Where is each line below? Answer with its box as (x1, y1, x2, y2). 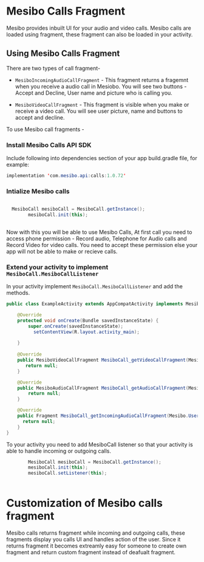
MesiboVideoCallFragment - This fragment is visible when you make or (15, 101, 189, 108)
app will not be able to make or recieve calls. (6, 248, 118, 255)
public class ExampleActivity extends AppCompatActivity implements (6, 301, 183, 307)
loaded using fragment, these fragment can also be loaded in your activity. (6, 30, 193, 38)
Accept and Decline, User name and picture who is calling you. (15, 89, 173, 96)
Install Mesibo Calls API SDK (6, 141, 92, 149)
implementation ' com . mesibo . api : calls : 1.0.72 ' (6, 173, 126, 179)
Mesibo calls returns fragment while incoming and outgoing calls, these (6, 529, 185, 537)
